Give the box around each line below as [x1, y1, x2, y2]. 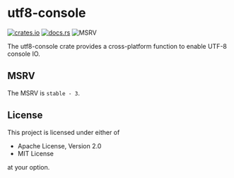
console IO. [7, 49, 40, 58]
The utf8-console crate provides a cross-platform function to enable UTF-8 [7, 42, 228, 50]
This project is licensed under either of [7, 128, 120, 136]
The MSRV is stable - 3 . [7, 88, 80, 97]
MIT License [17, 149, 54, 158]
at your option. [7, 162, 50, 171]
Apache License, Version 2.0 [17, 141, 102, 150]
